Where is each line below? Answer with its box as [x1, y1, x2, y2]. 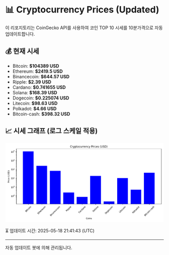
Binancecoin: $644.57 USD [12, 73, 69, 79]
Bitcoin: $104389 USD [12, 63, 59, 69]
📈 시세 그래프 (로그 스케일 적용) [5, 126, 98, 136]
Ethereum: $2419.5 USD [12, 68, 63, 74]
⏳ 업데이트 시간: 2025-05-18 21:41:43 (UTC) [5, 227, 95, 233]
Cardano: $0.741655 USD [12, 84, 66, 90]
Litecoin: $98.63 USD [12, 100, 58, 106]
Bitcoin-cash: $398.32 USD [12, 111, 70, 117]
